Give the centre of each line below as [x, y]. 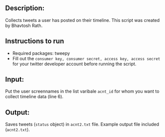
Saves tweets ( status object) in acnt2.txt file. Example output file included [82, 125]
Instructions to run [35, 41]
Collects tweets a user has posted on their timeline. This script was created [82, 20]
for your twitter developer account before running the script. [74, 64]
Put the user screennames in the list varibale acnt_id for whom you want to [82, 91]
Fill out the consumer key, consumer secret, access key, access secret [86, 58]
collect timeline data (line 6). [34, 97]
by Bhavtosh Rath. [24, 25]
